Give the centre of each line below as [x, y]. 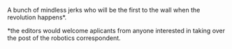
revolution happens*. [37, 17]
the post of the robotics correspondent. [64, 38]
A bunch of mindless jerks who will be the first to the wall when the [104, 10]
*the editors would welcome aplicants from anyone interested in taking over [116, 31]
